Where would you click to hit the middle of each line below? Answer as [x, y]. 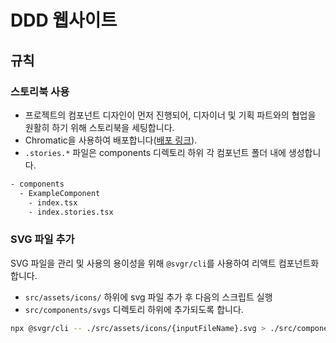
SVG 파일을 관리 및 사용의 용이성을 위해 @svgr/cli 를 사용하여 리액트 [143, 263]
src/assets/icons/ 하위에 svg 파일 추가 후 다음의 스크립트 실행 [148, 297]
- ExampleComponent [60, 193]
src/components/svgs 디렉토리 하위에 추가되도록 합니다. [134, 309]
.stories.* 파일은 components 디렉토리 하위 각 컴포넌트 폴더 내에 [155, 152]
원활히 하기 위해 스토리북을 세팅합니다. [99, 127]
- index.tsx [53, 202]
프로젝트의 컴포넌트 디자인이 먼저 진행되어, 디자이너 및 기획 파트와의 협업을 [170, 115]
